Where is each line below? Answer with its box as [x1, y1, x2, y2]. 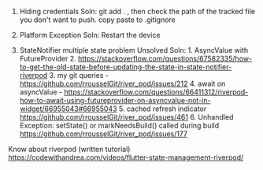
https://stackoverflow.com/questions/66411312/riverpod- [64, 87, 249, 97]
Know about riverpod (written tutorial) [8, 145, 131, 153]
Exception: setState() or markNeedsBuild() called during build [19, 121, 220, 130]
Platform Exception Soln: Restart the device [19, 31, 161, 39]
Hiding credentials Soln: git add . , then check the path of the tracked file [19, 7, 256, 16]
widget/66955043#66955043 [19, 104, 117, 113]
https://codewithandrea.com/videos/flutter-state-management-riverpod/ [8, 153, 244, 162]
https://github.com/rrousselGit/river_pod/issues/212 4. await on [19, 79, 226, 88]
